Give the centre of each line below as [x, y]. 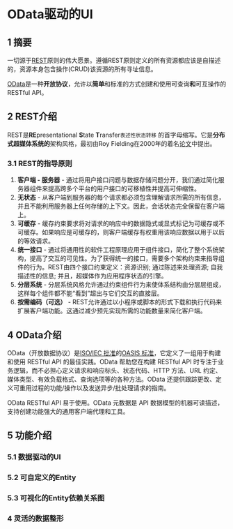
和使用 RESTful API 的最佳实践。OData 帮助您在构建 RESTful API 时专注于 [112, 362]
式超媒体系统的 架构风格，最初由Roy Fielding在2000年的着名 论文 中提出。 [112, 143]
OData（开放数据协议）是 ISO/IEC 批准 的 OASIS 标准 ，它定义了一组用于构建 [114, 352]
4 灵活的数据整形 [35, 519]
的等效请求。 [35, 241]
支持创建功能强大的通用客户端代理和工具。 [68, 411]
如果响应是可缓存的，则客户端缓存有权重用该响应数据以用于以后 [133, 232]
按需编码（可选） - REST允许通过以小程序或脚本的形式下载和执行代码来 [120, 302]
